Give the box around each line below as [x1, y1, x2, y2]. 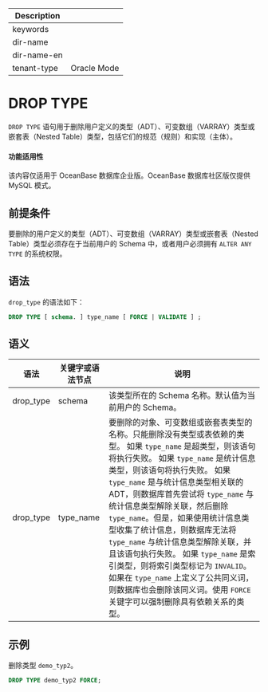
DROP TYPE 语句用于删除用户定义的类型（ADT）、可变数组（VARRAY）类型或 [8, 121, 255, 131]
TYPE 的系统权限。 [8, 249, 67, 258]
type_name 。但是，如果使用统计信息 [108, 513, 242, 524]
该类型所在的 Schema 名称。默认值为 [108, 390, 248, 401]
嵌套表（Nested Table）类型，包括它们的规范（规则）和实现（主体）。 [8, 132, 238, 141]
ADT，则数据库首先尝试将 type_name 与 [108, 489, 254, 500]
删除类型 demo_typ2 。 [8, 661, 78, 670]
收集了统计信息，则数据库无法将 [116, 525, 237, 536]
